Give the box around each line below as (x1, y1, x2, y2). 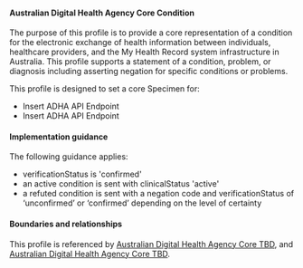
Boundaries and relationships (9, 218, 123, 229)
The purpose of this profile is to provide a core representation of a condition (9, 27, 293, 38)
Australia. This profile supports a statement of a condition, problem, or (9, 56, 271, 67)
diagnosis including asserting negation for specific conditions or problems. (9, 66, 289, 77)
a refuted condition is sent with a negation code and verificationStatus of (22, 188, 295, 199)
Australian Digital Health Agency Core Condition (9, 7, 194, 18)
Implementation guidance (9, 131, 109, 142)
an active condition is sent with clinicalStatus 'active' (22, 178, 220, 189)
